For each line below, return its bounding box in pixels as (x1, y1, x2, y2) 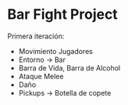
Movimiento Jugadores (18, 46, 93, 56)
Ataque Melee (18, 71, 64, 81)
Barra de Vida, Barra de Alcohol (18, 63, 121, 72)
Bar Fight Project (7, 5, 118, 24)
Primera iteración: (7, 31, 65, 41)
